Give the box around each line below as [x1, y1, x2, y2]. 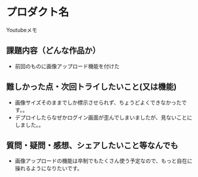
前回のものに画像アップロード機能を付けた [14, 62, 120, 69]
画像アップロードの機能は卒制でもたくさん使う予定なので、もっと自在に [14, 157, 193, 164]
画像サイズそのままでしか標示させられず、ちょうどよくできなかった [14, 99, 182, 106]
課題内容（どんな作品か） [6, 45, 100, 56]
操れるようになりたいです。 [14, 165, 82, 172]
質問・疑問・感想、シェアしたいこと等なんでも [6, 140, 178, 150]
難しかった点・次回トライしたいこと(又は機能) [6, 82, 177, 92]
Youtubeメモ [6, 26, 38, 33]
